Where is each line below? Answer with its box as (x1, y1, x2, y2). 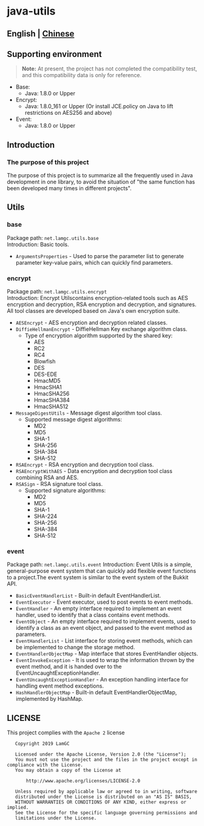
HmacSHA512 (33, 403, 69, 411)
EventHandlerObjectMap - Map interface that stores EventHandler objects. (15, 650, 199, 657)
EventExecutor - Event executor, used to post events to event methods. (15, 598, 193, 606)
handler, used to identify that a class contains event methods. (15, 612, 170, 619)
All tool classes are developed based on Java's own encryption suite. (7, 307, 180, 315)
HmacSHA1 (33, 384, 63, 391)
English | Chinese (7, 29, 75, 39)
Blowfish (33, 358, 56, 365)
